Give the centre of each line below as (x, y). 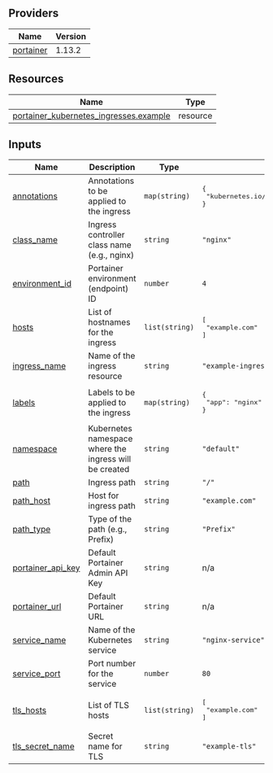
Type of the (110, 519)
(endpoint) (108, 289)
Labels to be (112, 392)
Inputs (25, 144)
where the (108, 449)
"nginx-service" (234, 640)
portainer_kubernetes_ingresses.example (91, 116)
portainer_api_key (46, 568)
